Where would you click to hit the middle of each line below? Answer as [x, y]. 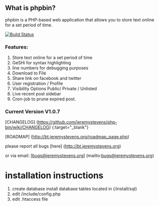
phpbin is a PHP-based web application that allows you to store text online [80, 19]
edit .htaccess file [30, 199]
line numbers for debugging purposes [50, 68]
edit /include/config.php [36, 194]
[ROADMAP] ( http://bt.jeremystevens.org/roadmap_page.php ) [67, 137]
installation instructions [54, 175]
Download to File [29, 73]
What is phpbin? [30, 8]
